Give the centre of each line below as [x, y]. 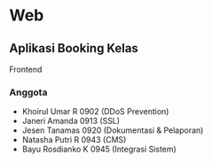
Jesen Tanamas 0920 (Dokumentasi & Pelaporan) [113, 130]
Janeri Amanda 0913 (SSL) [71, 121]
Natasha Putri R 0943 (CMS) [74, 140]
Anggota [28, 92]
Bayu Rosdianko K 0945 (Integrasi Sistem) [99, 149]
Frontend [26, 69]
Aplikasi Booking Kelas [74, 48]
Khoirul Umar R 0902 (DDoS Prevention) [95, 112]
